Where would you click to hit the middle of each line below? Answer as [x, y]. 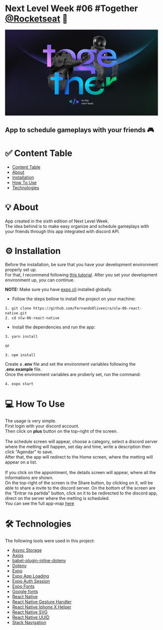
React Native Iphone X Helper [42, 607]
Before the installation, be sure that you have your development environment [81, 264]
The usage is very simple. [31, 421]
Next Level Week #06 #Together [72, 9]
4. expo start [19, 384]
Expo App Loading [31, 576]
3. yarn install [21, 336]
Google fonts [25, 591]
